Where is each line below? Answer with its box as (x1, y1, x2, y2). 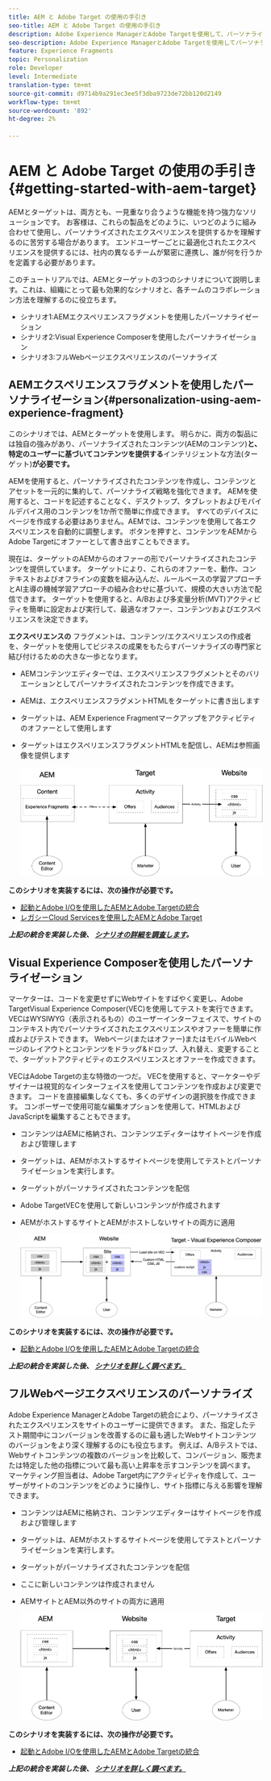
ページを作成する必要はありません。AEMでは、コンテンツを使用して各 (8, 516, 243, 526)
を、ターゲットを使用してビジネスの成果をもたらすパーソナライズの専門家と (8, 641, 262, 651)
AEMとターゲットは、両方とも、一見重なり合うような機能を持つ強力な (8, 206, 244, 217)
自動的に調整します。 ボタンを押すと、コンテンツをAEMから (56, 526, 258, 536)
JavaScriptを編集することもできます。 (8, 1112, 135, 1121)
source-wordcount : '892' (8, 106, 92, 114)
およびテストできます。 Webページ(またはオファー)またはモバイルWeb (15, 1034, 250, 1044)
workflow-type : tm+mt (8, 98, 81, 106)
